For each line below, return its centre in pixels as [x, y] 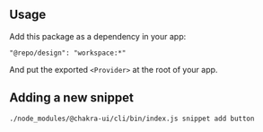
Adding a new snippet [72, 98]
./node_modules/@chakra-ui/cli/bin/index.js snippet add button [132, 119]
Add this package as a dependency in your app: [98, 36]
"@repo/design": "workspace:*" [68, 53]
